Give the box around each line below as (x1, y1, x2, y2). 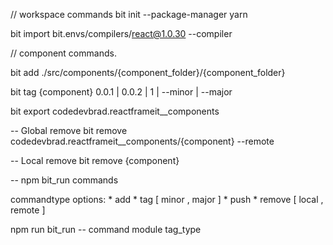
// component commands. (10, 47, 117, 59)
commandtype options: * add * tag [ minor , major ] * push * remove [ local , (10, 194, 324, 205)
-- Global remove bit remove (10, 125, 128, 136)
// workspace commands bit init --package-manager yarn (10, 9, 248, 20)
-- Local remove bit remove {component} (10, 155, 180, 166)
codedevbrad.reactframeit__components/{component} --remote (10, 135, 275, 147)
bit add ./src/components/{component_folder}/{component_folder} (10, 67, 286, 78)
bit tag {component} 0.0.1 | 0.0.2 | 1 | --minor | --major (10, 86, 233, 98)
